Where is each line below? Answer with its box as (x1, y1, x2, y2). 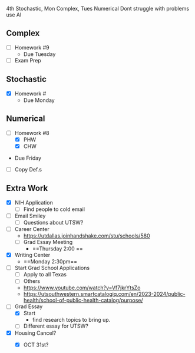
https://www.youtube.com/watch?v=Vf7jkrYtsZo (23, 284, 141, 291)
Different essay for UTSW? (23, 322, 88, 329)
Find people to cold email (23, 206, 85, 213)
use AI (6, 11, 22, 18)
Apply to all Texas (23, 271, 67, 278)
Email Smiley (14, 212, 46, 219)
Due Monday (23, 97, 55, 104)
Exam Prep (14, 57, 41, 64)
